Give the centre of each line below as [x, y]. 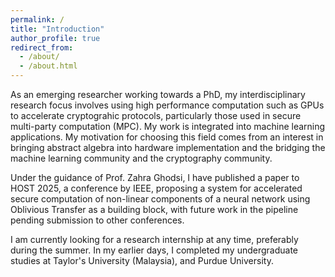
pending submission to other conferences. [97, 220]
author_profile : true [55, 38]
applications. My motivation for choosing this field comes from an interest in [167, 137]
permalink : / [37, 19]
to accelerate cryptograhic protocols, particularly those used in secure [156, 115]
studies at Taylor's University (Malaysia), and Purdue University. [142, 260]
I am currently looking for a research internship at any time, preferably [154, 239]
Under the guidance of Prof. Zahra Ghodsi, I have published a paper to [155, 177]
